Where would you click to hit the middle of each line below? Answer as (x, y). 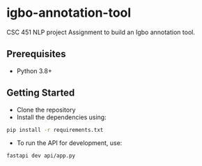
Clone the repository (46, 110)
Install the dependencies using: (61, 117)
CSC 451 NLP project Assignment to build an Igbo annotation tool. (101, 32)
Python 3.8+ (34, 70)
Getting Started (41, 93)
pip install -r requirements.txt (55, 130)
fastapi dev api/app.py (41, 156)
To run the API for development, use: (69, 143)
